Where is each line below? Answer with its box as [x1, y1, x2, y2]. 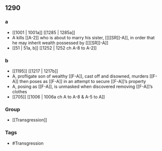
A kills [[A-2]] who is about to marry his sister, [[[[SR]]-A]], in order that [12, 34, 155, 40]
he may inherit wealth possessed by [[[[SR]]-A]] [12, 40, 108, 46]
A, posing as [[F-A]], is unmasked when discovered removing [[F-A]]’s [12, 84, 153, 89]
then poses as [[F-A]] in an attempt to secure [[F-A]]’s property [19, 78, 146, 84]
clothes [12, 88, 27, 94]
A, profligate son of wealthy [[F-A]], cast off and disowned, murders [12, 73, 149, 79]
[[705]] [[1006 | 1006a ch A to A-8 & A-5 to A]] [12, 94, 105, 100]
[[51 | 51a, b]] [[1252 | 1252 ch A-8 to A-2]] [12, 45, 97, 50]
